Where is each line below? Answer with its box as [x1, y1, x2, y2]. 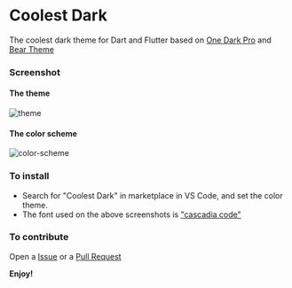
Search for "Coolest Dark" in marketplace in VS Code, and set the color [21, 190, 284, 200]
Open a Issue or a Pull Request [9, 251, 122, 261]
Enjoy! [9, 268, 34, 279]
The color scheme [9, 128, 78, 138]
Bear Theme [9, 43, 55, 54]
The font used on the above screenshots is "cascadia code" [21, 209, 241, 220]
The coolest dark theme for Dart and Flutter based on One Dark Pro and [9, 35, 272, 45]
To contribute [9, 231, 69, 244]
